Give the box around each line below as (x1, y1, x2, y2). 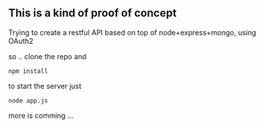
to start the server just (8, 81, 82, 90)
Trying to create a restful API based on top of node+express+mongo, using (8, 27, 257, 37)
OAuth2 (8, 36, 34, 46)
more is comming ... (8, 110, 74, 120)
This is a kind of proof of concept (8, 6, 177, 20)
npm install (8, 67, 48, 75)
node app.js (8, 96, 48, 105)
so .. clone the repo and (8, 51, 87, 61)
